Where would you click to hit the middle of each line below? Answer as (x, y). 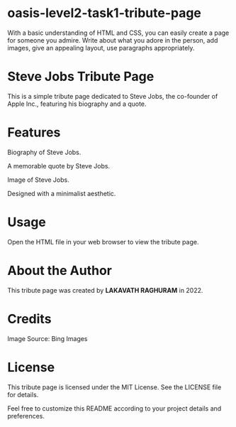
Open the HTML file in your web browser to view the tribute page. (103, 242)
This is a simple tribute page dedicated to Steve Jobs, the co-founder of (113, 96)
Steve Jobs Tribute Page (81, 77)
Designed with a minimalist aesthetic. (62, 193)
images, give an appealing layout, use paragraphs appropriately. (101, 48)
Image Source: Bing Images (47, 338)
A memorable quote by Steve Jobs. (59, 166)
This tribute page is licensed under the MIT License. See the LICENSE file (114, 387)
